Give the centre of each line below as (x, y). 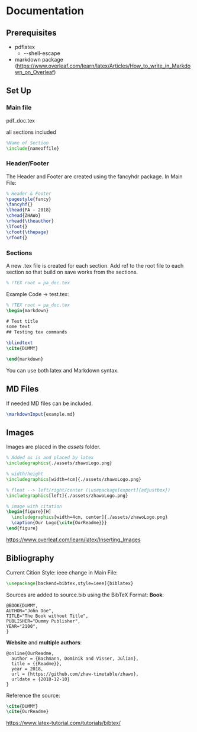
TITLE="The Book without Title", (47, 616)
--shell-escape (42, 53)
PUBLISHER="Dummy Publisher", (43, 621)
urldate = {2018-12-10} (41, 679)
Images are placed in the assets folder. (53, 447)
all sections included (31, 132)
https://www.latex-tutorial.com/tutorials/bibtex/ (64, 723)
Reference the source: (33, 695)
